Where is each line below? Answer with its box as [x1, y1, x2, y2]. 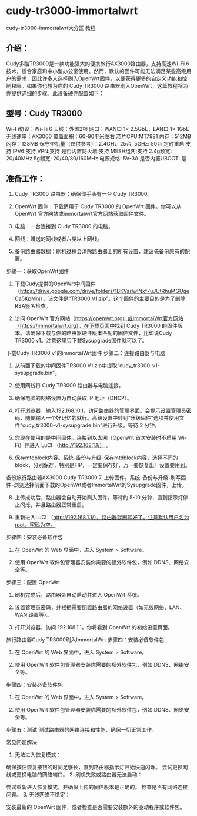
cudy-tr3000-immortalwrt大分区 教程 [6, 24, 96, 31]
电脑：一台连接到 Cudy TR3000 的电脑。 [14, 223, 113, 230]
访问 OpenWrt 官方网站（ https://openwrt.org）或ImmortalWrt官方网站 [14, 315, 184, 322]
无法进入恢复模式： [14, 751, 62, 758]
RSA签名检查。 [14, 302, 51, 310]
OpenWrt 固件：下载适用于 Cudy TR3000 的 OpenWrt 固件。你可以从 [14, 203, 182, 210]
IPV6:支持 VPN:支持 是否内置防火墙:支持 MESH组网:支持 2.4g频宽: [12, 147, 172, 154]
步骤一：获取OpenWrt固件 [6, 268, 69, 275]
